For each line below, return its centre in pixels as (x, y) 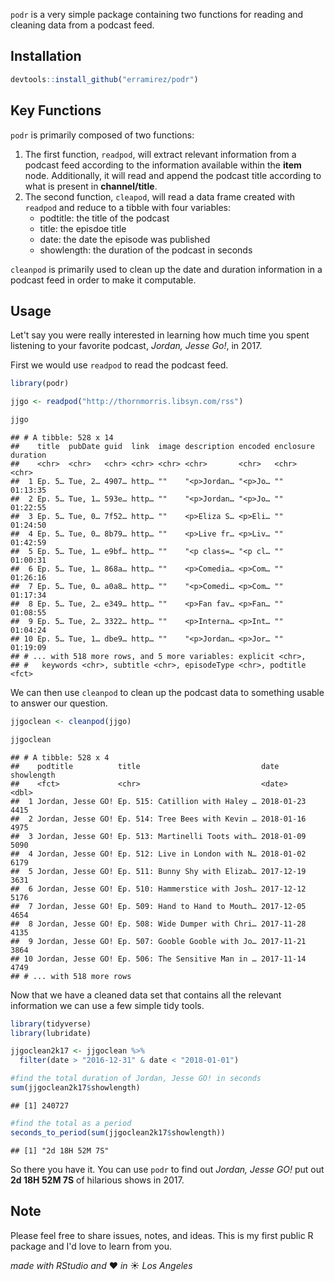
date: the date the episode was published (125, 239)
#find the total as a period (71, 1123)
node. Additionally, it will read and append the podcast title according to (173, 175)
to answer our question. (59, 703)
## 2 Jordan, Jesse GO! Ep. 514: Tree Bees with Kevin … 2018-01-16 (158, 819)
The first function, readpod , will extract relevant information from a (160, 154)
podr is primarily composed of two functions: (102, 135)
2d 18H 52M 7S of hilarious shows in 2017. (97, 1180)
